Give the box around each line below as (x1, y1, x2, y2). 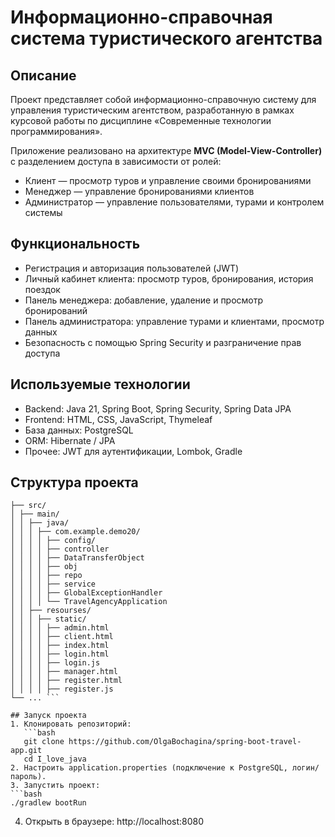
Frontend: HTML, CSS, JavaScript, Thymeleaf (24, 413, 213, 425)
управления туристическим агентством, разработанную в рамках (10, 104, 295, 116)
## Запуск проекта (10, 711, 87, 721)
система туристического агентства (10, 27, 323, 50)
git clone (23, 737, 65, 747)
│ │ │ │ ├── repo (10, 571, 83, 581)
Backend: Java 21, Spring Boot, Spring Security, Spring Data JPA (24, 402, 292, 415)
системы (24, 207, 63, 218)
